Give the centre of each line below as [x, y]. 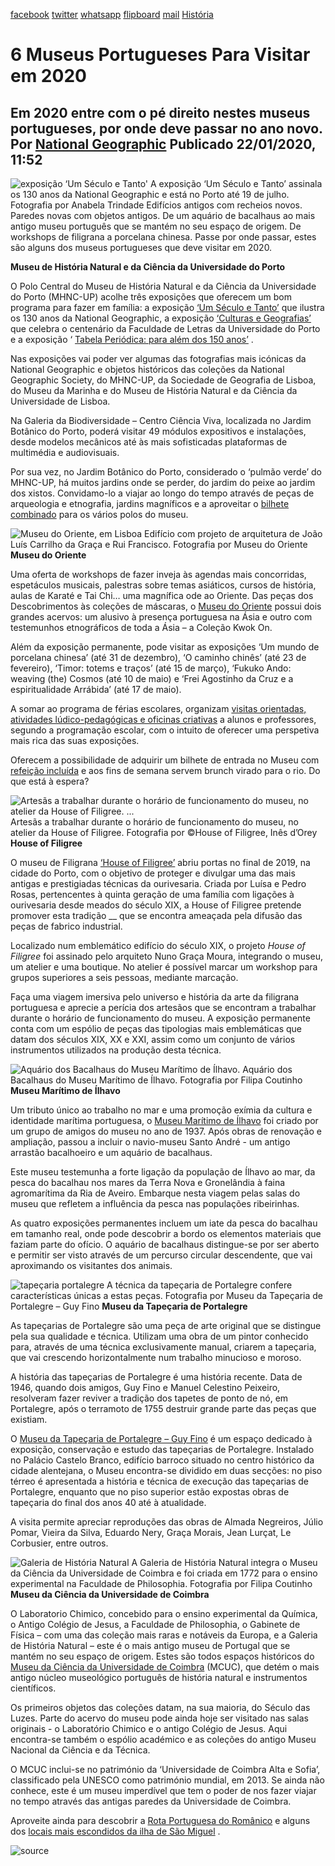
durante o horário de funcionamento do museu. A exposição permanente [160, 1018]
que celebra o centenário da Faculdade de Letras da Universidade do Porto [165, 328]
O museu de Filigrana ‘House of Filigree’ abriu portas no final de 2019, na [160, 862]
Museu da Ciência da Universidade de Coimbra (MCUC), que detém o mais [165, 1667]
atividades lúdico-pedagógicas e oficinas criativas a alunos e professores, [163, 719]
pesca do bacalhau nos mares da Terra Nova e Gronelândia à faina [148, 1182]
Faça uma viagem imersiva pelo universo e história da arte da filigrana [155, 997]
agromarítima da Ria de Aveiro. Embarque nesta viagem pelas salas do [155, 1193]
